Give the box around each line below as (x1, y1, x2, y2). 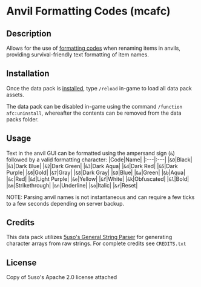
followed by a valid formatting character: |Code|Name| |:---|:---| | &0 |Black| (6, 156, 193, 163)
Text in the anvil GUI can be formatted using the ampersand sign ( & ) (6, 149, 176, 157)
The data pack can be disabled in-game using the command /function (6, 103, 183, 110)
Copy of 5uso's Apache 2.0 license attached (6, 274, 117, 281)
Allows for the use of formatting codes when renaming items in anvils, (6, 44, 180, 52)
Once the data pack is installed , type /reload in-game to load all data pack (6, 84, 193, 92)
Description (6, 29, 51, 39)
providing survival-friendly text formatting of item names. (6, 51, 150, 58)
